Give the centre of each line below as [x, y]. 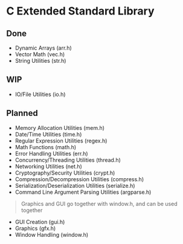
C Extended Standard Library [81, 11]
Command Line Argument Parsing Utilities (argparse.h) [83, 192]
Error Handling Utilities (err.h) [52, 153]
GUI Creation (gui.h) [40, 222]
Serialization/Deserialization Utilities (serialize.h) [75, 185]
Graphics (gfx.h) [35, 228]
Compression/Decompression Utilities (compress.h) [79, 179]
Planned [22, 113]
